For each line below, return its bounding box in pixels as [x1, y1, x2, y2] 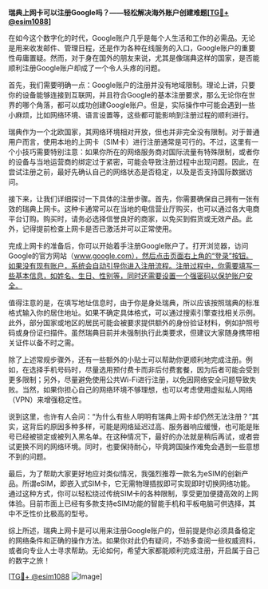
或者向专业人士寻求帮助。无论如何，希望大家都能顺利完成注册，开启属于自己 [8, 546, 260, 555]
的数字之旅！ [8, 555, 50, 565]
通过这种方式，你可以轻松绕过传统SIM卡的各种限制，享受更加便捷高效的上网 [8, 489, 259, 498]
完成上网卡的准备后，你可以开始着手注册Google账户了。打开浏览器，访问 [8, 241, 249, 250]
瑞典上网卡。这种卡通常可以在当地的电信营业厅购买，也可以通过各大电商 [22, 204, 260, 213]
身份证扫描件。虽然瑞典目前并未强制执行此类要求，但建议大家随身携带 [22, 328, 253, 337]
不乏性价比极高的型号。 [14, 509, 93, 518]
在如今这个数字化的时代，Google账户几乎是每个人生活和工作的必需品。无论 [8, 34, 256, 42]
